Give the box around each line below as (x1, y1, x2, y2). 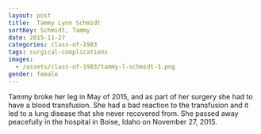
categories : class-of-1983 (8, 41, 98, 49)
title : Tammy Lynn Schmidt (8, 19, 102, 27)
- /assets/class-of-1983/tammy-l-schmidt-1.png (15, 63, 176, 71)
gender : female (8, 70, 59, 78)
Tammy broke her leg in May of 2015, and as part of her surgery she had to (8, 91, 253, 101)
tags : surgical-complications (8, 48, 109, 56)
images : (8, 56, 34, 64)
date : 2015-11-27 (8, 33, 66, 42)
